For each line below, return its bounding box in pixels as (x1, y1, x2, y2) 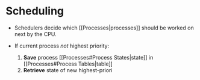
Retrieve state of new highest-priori (23, 66, 113, 73)
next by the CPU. (14, 30, 57, 37)
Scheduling (5, 4, 64, 18)
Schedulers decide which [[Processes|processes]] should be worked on (14, 24, 194, 31)
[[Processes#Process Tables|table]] (23, 60, 113, 67)
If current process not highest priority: (14, 42, 110, 49)
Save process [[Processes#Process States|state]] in (23, 54, 154, 61)
